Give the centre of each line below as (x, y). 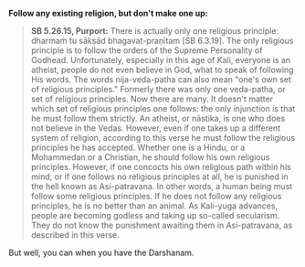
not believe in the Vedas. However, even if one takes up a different (155, 128)
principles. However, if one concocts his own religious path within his (161, 167)
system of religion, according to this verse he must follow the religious (163, 138)
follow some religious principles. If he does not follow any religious (156, 196)
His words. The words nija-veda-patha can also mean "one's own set (161, 80)
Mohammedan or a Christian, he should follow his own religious (150, 157)
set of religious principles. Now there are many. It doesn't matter (152, 99)
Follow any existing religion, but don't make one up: (108, 13)
